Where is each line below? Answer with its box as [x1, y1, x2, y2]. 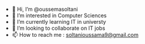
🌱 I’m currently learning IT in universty [11, 18, 107, 25]
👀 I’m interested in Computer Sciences [11, 12, 107, 19]
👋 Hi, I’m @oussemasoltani [11, 6, 78, 12]
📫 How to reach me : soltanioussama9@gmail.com [11, 32, 139, 38]
